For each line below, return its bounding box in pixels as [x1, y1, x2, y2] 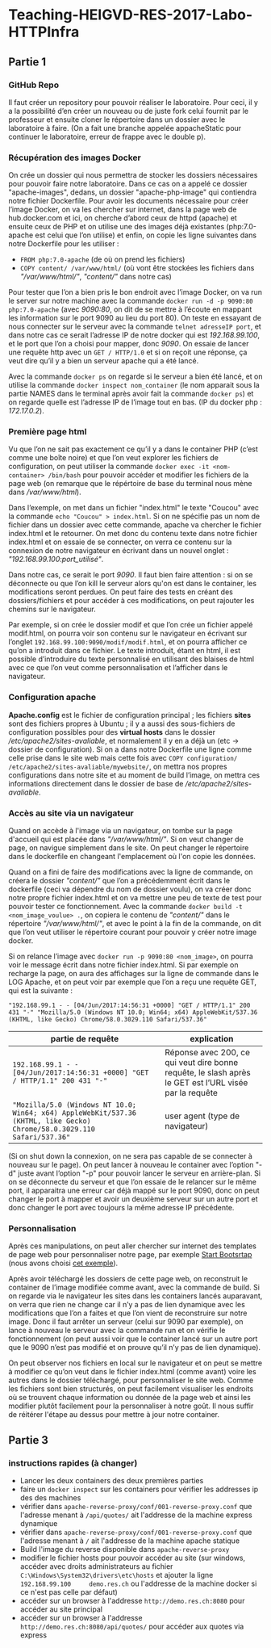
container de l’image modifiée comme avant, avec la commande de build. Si [8, 1282, 261, 1293]
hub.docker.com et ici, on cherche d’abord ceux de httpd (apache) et [8, 213, 238, 223]
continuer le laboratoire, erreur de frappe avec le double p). [8, 132, 206, 141]
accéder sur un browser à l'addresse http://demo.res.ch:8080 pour [19, 1596, 245, 1606]
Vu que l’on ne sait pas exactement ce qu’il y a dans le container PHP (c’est [8, 444, 258, 454]
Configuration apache [8, 692, 97, 703]
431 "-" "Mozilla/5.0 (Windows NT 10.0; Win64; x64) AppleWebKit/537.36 [8, 1009, 258, 1017]
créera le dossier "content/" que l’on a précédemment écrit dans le [8, 876, 231, 886]
